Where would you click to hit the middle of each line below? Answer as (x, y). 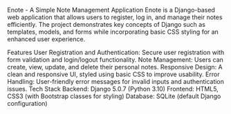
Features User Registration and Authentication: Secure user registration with (116, 52)
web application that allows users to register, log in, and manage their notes (115, 17)
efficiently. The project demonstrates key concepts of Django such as (107, 24)
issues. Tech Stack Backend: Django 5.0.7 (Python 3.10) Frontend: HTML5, (113, 89)
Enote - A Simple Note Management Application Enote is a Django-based (111, 10)
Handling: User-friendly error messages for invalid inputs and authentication (116, 81)
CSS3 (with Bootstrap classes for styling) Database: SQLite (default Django (114, 96)
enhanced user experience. (46, 39)
